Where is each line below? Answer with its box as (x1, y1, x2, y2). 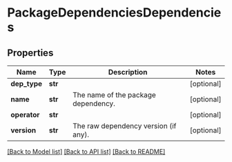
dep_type (10, 79, 43, 88)
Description (108, 68, 148, 77)
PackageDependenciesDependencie (7, 5, 222, 21)
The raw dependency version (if (72, 121, 177, 130)
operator (10, 110, 40, 119)
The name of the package (72, 90, 157, 99)
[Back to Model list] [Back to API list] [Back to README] (7, 148, 166, 156)
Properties (7, 47, 54, 59)
